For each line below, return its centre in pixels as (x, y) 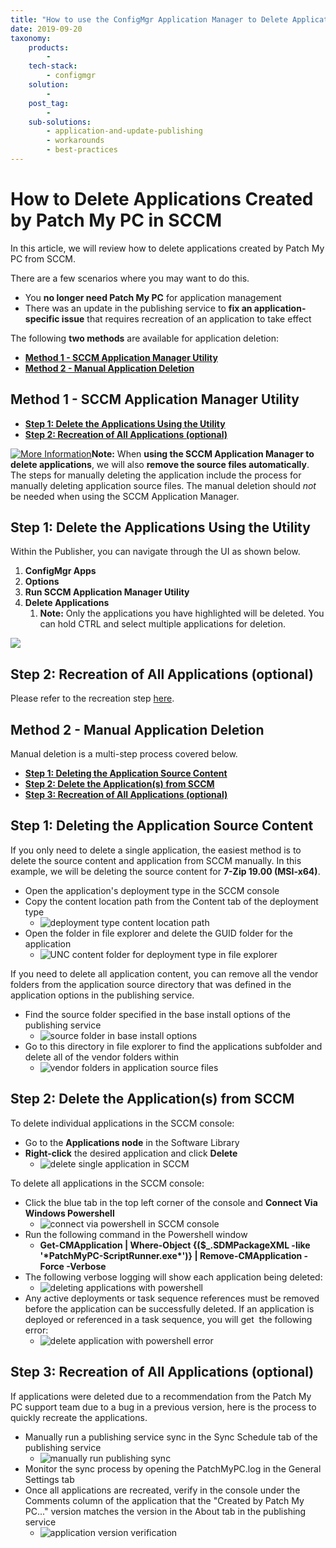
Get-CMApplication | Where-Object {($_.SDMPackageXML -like (175, 1245)
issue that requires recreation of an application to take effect (186, 318)
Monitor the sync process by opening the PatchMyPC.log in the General (173, 1468)
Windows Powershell (69, 1213)
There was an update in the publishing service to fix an (138, 308)
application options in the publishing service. (102, 995)
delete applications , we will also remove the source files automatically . (160, 464)
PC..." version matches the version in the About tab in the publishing (165, 1511)
